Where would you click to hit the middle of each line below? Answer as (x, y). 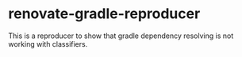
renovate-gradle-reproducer (104, 14)
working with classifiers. (48, 44)
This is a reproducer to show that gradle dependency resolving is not (121, 36)
